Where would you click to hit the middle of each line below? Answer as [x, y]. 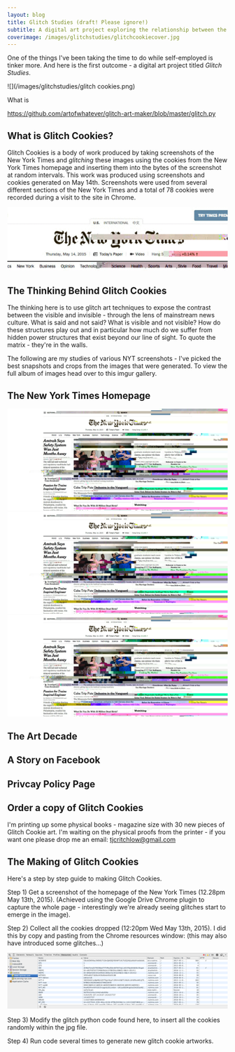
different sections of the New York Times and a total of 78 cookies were [111, 190]
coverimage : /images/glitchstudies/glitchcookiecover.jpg [93, 37]
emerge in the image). [39, 915]
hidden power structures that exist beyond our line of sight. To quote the [112, 338]
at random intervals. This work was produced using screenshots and [106, 175]
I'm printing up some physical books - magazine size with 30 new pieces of [116, 824]
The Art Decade [43, 736]
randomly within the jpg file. [47, 1027]
